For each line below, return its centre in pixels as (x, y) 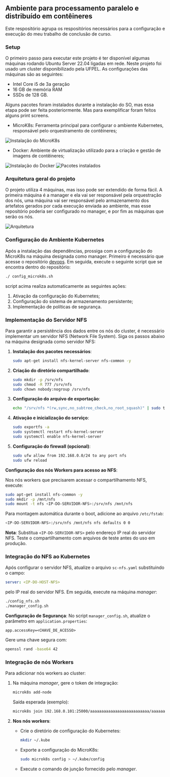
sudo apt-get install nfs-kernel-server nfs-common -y (72, 361)
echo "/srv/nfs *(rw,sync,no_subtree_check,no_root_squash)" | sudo (87, 408)
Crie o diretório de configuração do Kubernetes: (70, 731)
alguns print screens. (27, 116)
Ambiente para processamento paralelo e (72, 8)
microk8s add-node (32, 692)
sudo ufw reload (30, 460)
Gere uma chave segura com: (36, 640)
